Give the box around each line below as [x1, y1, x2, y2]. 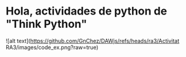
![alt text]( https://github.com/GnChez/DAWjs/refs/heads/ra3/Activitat [6, 37, 180, 44]
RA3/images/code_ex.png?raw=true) [6, 44, 99, 51]
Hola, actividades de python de [6, 4, 168, 18]
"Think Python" [6, 17, 87, 31]
